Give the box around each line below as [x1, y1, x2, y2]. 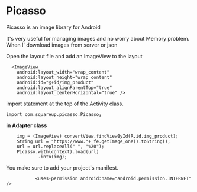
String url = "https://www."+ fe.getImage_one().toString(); [17, 138, 170, 144]
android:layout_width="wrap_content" [17, 69, 110, 75]
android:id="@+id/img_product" [17, 80, 94, 85]
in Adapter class [6, 122, 47, 129]
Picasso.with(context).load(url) [17, 148, 99, 154]
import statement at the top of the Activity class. [6, 100, 124, 107]
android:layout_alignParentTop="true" [17, 84, 112, 91]
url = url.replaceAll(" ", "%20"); [17, 143, 105, 150]
